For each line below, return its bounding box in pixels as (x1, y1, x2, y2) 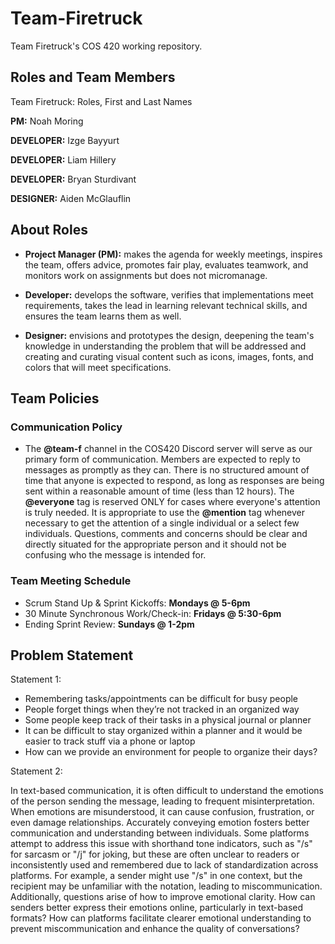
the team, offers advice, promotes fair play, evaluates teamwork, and (24, 258, 309, 271)
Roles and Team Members (10, 69, 176, 86)
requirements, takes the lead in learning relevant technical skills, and (24, 299, 308, 311)
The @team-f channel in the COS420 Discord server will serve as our (24, 443, 313, 455)
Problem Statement (10, 647, 134, 664)
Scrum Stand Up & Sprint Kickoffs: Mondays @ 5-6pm (24, 597, 251, 609)
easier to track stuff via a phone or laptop (24, 735, 196, 747)
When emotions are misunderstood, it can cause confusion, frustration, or (10, 806, 315, 818)
